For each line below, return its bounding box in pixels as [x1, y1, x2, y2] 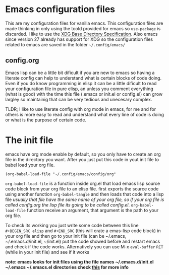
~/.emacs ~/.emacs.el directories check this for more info [5, 264, 129, 270]
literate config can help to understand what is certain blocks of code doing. [5, 75, 162, 81]
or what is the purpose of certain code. [5, 117, 87, 123]
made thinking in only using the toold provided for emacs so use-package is [5, 25, 161, 31]
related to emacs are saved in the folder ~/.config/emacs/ [5, 41, 125, 47]
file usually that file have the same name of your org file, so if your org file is [5, 196, 164, 202]
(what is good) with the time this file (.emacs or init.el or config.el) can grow [5, 91, 163, 97]
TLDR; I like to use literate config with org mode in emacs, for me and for [5, 106, 156, 112]
